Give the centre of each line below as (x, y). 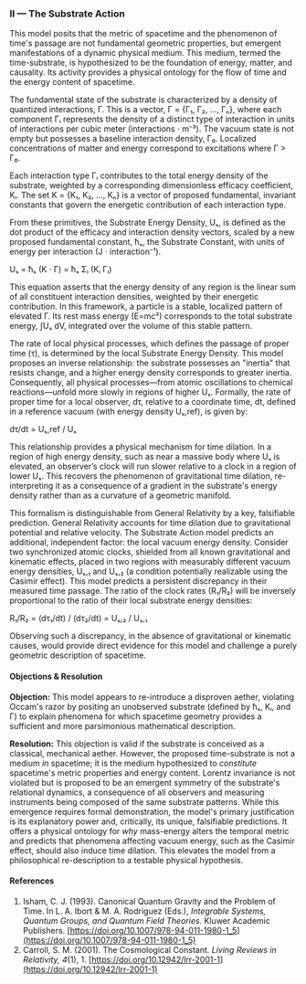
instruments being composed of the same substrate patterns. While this (144, 801)
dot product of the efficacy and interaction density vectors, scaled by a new (152, 232)
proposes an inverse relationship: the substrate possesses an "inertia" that (150, 363)
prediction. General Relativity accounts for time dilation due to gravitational (150, 523)
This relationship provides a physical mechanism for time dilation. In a (141, 447)
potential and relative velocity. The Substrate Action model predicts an (142, 533)
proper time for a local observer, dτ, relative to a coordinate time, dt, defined (153, 402)
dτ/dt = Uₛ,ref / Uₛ (43, 429)
